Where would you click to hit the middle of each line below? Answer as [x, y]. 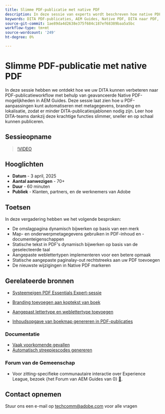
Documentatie [23, 334]
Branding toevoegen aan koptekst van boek [56, 302]
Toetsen [18, 207]
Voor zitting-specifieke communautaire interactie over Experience [79, 374]
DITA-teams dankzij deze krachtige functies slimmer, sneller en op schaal [79, 116]
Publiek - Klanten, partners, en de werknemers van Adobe [71, 192]
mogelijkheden [20, 100]
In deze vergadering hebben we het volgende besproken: [63, 219]
